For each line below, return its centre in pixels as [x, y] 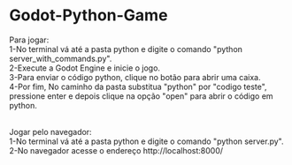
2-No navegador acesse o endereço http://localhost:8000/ [116, 150]
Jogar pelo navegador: [50, 131]
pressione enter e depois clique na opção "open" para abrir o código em [141, 96]
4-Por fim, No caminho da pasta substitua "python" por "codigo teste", [138, 86]
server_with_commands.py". [61, 58]
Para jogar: [29, 40]
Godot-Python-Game [88, 15]
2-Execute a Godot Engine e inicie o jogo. [85, 68]
